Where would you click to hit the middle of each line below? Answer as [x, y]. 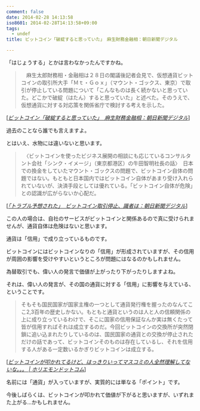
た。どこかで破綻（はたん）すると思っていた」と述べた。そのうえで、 [107, 97]
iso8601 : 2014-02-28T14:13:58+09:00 [52, 23]
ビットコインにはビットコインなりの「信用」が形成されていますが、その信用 [100, 251]
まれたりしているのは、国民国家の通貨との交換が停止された [120, 334]
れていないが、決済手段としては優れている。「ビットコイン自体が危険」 [107, 185]
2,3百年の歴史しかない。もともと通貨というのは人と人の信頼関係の [108, 312]
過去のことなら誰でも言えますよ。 [48, 130]
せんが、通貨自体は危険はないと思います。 [58, 226]
